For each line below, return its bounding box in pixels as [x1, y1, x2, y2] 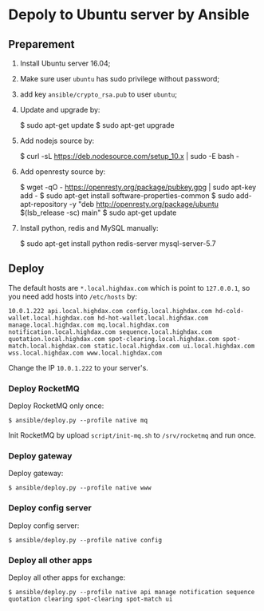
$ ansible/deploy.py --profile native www [8, 484, 152, 492]
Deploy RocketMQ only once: [8, 401, 104, 411]
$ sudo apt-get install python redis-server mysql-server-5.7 [19, 239, 217, 248]
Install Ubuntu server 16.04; [19, 58, 111, 68]
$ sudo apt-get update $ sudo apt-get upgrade [19, 121, 175, 129]
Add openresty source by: [19, 167, 106, 177]
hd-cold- [215, 307, 245, 315]
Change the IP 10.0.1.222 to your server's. [8, 363, 149, 372]
